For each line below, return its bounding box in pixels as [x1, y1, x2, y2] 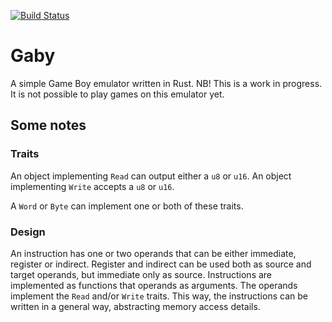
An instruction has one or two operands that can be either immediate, [10, 247, 297, 259]
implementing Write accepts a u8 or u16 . [10, 180, 175, 192]
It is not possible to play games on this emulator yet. [10, 88, 225, 100]
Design [10, 225, 46, 239]
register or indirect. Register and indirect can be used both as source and [10, 258, 312, 270]
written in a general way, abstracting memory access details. [10, 300, 261, 312]
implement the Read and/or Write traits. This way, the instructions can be [10, 290, 308, 302]
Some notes [10, 117, 87, 134]
